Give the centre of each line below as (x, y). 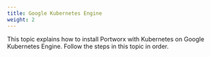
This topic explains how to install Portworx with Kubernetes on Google (106, 39)
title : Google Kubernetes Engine (55, 13)
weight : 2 (21, 20)
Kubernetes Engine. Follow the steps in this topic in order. (88, 46)
